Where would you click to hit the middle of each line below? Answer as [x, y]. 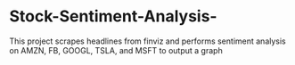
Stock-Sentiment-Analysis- [113, 16]
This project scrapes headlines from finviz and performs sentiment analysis [148, 41]
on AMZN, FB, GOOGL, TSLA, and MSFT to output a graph [116, 50]
